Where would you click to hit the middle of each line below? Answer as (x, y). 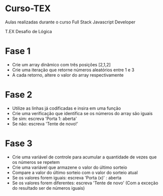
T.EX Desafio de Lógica (28, 31)
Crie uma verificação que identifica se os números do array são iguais (82, 113)
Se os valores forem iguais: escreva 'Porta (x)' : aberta (67, 177)
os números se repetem (36, 162)
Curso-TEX (28, 9)
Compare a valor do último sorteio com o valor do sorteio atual (75, 172)
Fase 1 (18, 51)
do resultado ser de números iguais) (48, 188)
